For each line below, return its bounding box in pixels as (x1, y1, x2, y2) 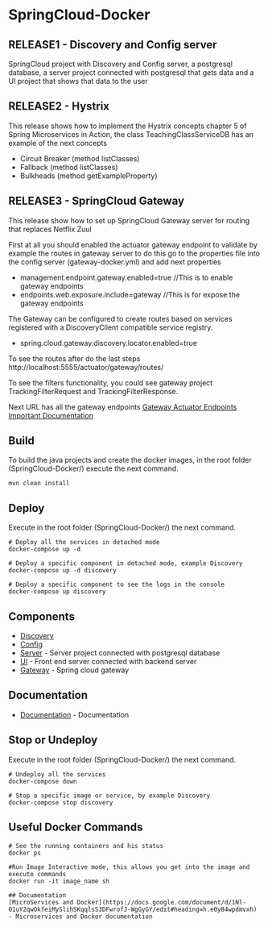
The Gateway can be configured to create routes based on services (8, 314, 233, 323)
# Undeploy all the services (8, 770, 106, 779)
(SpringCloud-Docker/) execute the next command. (8, 463, 179, 473)
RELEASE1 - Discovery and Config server (8, 38, 217, 52)
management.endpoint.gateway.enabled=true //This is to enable (19, 272, 233, 282)
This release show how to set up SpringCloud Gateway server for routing (8, 215, 250, 225)
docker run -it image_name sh (8, 877, 110, 885)
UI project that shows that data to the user (8, 77, 148, 85)
